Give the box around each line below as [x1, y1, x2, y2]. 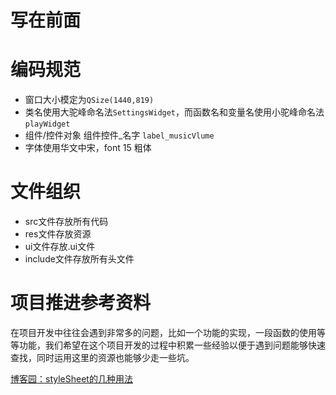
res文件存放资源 [24, 228, 92, 240]
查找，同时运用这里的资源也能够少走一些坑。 [10, 352, 195, 363]
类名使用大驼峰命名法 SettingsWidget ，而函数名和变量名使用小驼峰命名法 [24, 106, 325, 118]
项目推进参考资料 [10, 292, 152, 315]
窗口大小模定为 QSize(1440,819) [24, 94, 155, 106]
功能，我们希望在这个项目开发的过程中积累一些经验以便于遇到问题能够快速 [18, 339, 326, 351]
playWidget [24, 119, 71, 130]
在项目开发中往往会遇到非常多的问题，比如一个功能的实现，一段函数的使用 [10, 327, 317, 338]
